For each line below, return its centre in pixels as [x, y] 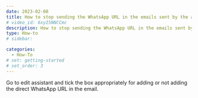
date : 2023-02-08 [27, 11]
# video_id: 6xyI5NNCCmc [37, 22]
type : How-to [22, 33]
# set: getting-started [35, 60]
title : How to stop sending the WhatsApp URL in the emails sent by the [97, 17]
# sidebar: [19, 39]
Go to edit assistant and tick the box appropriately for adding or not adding [97, 82]
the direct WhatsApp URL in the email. [52, 89]
